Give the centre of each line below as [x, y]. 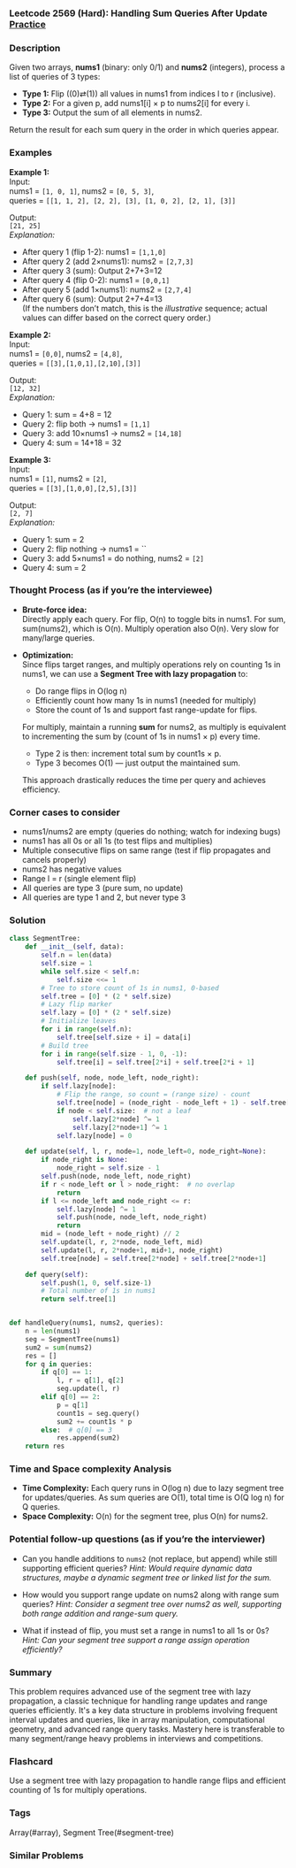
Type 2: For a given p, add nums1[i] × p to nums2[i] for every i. [136, 104]
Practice [27, 24]
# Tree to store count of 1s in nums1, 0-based [130, 988]
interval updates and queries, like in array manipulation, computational [137, 1720]
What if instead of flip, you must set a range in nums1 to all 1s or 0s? [145, 1630]
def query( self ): [57, 1274]
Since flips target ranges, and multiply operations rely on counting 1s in [151, 664]
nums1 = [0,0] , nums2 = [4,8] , [66, 353]
